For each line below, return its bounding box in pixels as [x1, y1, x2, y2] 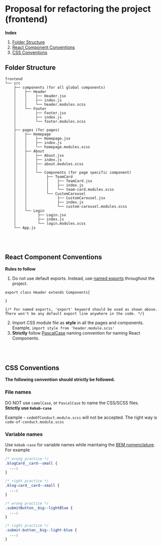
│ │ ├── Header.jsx [14, 93, 67, 98]
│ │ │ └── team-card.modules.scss [14, 187, 114, 192]
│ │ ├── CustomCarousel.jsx [14, 195, 106, 200]
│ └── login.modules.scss [14, 221, 86, 226]
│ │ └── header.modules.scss [14, 102, 86, 107]
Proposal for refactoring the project [5, 3, 151, 15]
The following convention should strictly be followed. [5, 376, 115, 382]
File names [5, 389, 32, 395]
